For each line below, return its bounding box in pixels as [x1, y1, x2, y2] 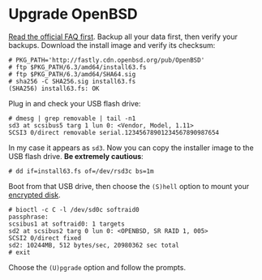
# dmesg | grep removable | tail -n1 [8, 114, 136, 123]
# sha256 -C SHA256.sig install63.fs [8, 77, 136, 85]
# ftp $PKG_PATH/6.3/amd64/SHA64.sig [8, 70, 136, 78]
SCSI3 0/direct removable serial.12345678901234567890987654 [8, 128, 220, 136]
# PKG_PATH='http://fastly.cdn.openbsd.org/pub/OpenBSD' [8, 56, 205, 64]
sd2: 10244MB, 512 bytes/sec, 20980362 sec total [8, 241, 180, 249]
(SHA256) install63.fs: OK [8, 84, 100, 93]
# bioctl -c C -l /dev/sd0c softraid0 [8, 205, 140, 213]
